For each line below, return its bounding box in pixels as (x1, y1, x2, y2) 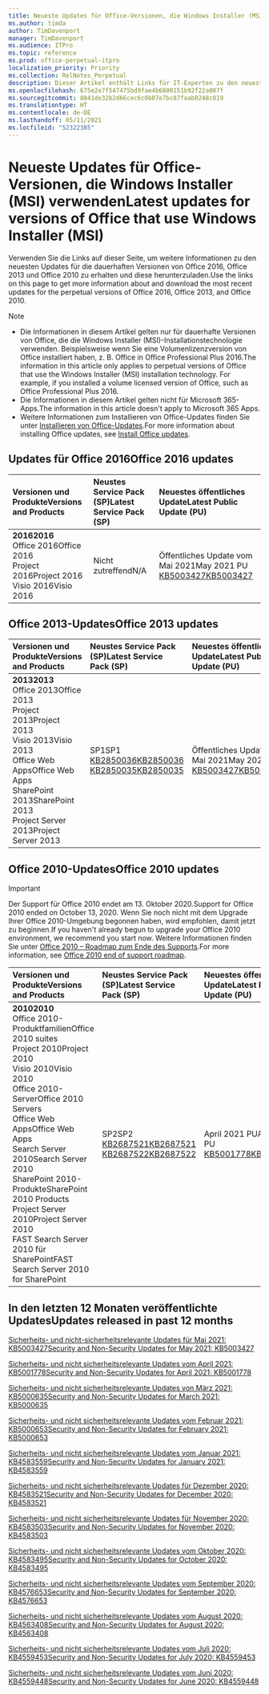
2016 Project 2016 (12, 570, 83, 581)
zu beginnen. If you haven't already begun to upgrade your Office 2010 (8, 924, 241, 935)
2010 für (12, 1244, 46, 1255)
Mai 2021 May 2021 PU (159, 559, 248, 571)
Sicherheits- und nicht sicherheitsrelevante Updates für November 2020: (8, 1513, 250, 1523)
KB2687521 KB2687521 (102, 1139, 197, 1150)
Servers (12, 1103, 42, 1115)
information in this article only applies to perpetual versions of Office (19, 360, 247, 370)
